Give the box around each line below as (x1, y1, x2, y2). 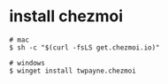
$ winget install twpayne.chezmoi (9, 66, 137, 75)
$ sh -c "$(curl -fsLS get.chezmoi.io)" (9, 42, 161, 52)
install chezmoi (9, 6, 124, 27)
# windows (9, 58, 46, 67)
